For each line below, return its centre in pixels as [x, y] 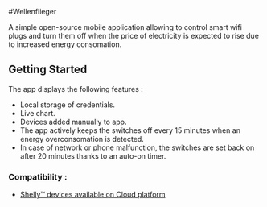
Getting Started [48, 70]
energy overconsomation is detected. [82, 139]
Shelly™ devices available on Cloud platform [93, 195]
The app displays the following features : [76, 89]
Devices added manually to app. [73, 122]
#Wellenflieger [33, 12]
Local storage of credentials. [67, 105]
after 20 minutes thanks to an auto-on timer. [93, 155]
